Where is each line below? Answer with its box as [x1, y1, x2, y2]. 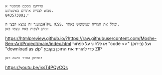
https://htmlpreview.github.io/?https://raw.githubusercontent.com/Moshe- [5, 36, 157, 41]
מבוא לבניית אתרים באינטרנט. [5, 8, 54, 13]
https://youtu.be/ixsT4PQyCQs [5, 65, 68, 70]
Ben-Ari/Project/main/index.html [5, 41, 71, 46]
